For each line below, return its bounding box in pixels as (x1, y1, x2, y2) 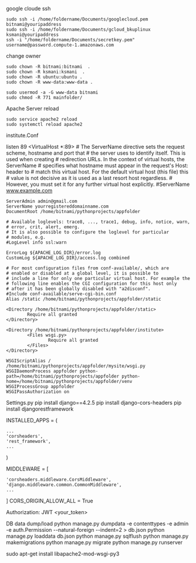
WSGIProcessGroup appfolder (6, 384, 75, 389)
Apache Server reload (6, 105, 59, 112)
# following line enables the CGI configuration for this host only (6, 281, 177, 287)
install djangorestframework (6, 405, 74, 412)
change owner (6, 52, 41, 59)
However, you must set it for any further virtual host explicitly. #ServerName (6, 181, 190, 188)
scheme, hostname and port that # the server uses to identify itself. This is (6, 149, 186, 156)
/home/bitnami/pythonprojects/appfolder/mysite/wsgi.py (6, 363, 146, 369)
